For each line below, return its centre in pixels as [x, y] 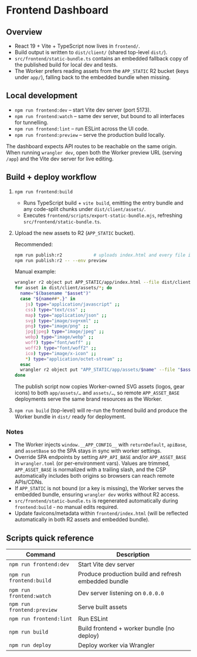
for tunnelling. [31, 122]
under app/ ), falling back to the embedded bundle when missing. [93, 77]
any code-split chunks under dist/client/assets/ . [84, 209]
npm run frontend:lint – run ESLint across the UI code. [81, 128]
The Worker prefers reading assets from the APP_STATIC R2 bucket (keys [102, 71]
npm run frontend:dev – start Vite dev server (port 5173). [83, 110]
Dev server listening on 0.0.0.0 [121, 593]
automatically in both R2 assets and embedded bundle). [82, 519]
